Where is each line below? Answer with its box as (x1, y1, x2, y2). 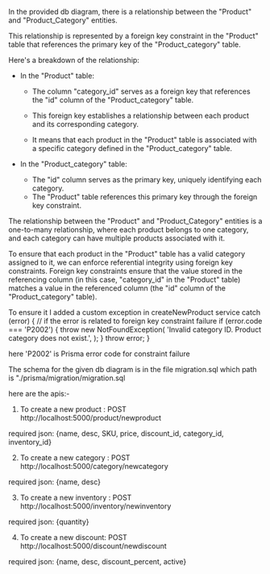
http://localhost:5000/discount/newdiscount (19, 541, 167, 551)
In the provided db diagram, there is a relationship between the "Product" (8, 7, 252, 16)
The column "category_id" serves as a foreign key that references (31, 86, 251, 96)
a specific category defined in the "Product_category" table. (31, 144, 232, 153)
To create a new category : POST (19, 453, 131, 463)
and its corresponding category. (31, 119, 139, 128)
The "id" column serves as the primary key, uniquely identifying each (31, 175, 262, 184)
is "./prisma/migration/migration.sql (8, 373, 126, 383)
